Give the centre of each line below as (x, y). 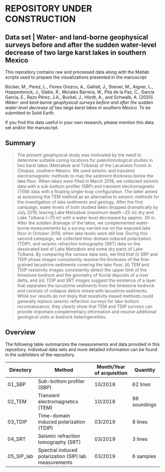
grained (25, 265)
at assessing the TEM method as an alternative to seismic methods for (88, 197)
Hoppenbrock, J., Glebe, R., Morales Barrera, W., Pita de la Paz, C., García (80, 92)
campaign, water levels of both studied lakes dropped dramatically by (88, 207)
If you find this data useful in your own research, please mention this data (79, 122)
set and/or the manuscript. (32, 128)
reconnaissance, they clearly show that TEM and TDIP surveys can (85, 306)
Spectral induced (58, 450)
